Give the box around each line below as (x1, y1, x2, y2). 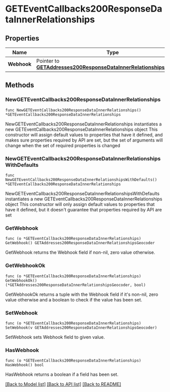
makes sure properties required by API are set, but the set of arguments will (5, 137, 163, 143)
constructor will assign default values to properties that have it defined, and (5, 132, 163, 138)
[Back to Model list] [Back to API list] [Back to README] (5, 381, 121, 387)
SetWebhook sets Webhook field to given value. (5, 334, 105, 340)
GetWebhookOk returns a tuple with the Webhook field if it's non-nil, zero (5, 291, 158, 297)
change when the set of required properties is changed (5, 142, 120, 148)
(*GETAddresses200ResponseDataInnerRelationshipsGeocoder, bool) (5, 282, 146, 287)
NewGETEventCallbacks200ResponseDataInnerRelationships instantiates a (5, 121, 162, 127)
